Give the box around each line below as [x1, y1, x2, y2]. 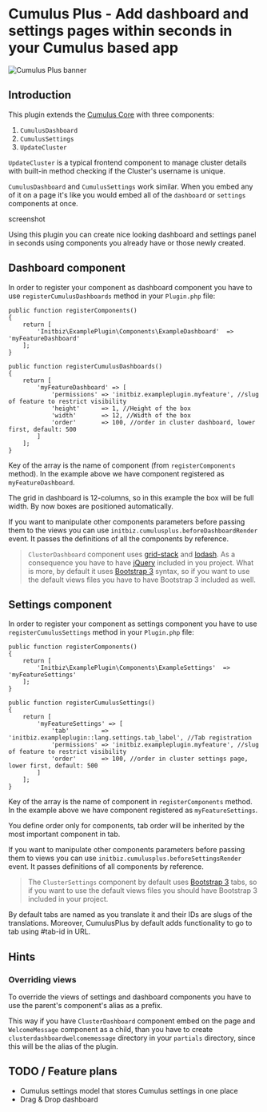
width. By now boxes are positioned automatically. [8, 501, 173, 511]
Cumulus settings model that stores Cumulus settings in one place [19, 1086, 238, 1095]
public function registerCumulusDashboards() [8, 362, 162, 370]
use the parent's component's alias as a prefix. [8, 1001, 163, 1010]
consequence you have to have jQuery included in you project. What [27, 557, 254, 568]
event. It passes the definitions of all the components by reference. [8, 533, 229, 544]
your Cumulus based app [8, 39, 178, 57]
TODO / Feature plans [8, 1065, 118, 1078]
